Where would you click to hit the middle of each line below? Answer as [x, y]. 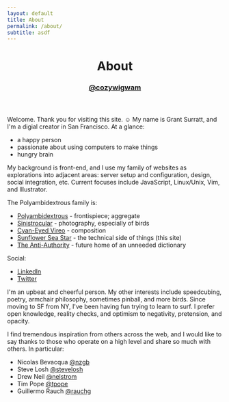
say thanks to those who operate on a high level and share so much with [109, 342]
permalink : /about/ [35, 26]
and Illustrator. [27, 189]
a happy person [39, 140]
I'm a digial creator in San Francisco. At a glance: [76, 126]
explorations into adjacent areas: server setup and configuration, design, [109, 175]
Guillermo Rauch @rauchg [54, 391]
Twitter [27, 279]
